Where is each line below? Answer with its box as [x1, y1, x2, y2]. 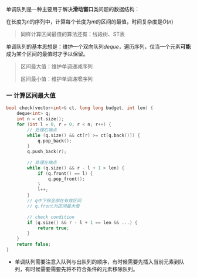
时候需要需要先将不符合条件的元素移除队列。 [30, 265, 138, 272]
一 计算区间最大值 [6, 91, 56, 99]
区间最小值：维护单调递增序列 [20, 76, 93, 82]
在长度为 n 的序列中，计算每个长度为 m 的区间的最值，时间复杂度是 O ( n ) [6, 18, 174, 25]
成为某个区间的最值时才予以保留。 [6, 50, 89, 57]
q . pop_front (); [47, 176, 85, 182]
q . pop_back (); [37, 138, 72, 144]
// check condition [27, 214, 75, 220]
